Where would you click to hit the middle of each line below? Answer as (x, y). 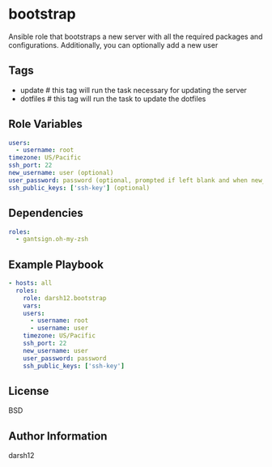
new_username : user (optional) (61, 173)
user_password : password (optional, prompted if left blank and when (128, 180)
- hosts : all (30, 283)
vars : (32, 306)
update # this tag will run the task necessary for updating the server (133, 90)
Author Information (58, 436)
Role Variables (45, 124)
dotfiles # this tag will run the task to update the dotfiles (113, 99)
